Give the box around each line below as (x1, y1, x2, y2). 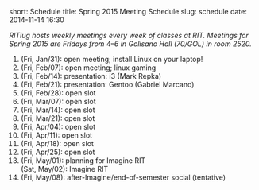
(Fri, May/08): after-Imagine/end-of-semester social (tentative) (20, 173, 226, 182)
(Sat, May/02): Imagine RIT (20, 165, 109, 173)
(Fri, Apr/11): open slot (20, 130, 93, 140)
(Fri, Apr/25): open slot (20, 147, 95, 157)
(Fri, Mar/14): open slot (20, 105, 95, 114)
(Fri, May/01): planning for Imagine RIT (20, 156, 146, 165)
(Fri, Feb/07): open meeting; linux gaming (20, 63, 157, 72)
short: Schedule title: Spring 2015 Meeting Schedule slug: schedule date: (9, 7, 247, 16)
